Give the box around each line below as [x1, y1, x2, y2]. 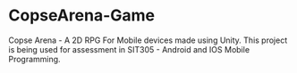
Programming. [8, 53, 61, 64]
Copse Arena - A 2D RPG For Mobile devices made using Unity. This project [8, 35, 288, 45]
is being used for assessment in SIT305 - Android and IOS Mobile [8, 44, 250, 54]
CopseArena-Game [8, 5, 156, 26]
